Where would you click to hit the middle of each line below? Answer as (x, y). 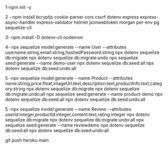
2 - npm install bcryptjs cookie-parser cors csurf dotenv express (72, 17)
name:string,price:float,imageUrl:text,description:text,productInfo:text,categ (83, 83)
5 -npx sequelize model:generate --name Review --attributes (68, 109)
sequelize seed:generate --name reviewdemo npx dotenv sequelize (75, 125)
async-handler (20, 22)
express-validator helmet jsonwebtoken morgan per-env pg (98, 22)
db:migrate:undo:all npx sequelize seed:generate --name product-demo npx (84, 94)
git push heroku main (27, 140)
